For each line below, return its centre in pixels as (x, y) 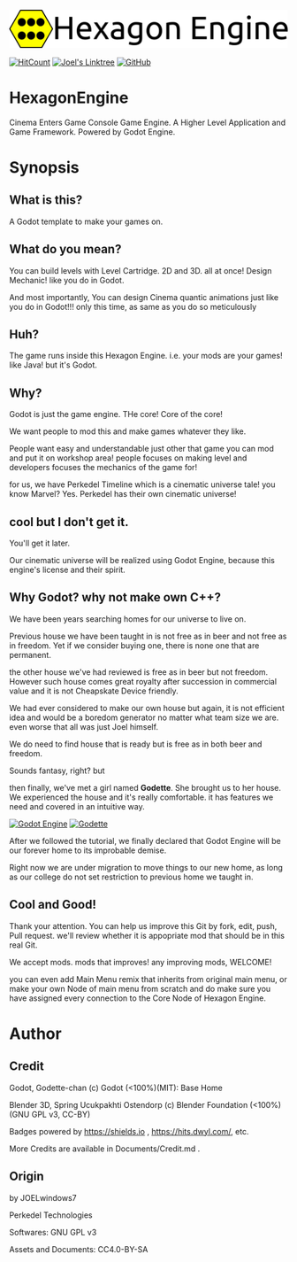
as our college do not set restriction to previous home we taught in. (131, 877)
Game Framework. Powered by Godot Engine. (92, 132)
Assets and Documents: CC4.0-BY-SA (79, 1249)
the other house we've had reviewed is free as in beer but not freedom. (139, 672)
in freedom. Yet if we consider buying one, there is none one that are (134, 645)
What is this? (46, 200)
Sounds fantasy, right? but (57, 770)
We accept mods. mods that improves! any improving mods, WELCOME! (141, 962)
